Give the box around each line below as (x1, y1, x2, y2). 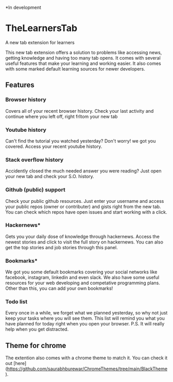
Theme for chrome (5, 341, 66, 350)
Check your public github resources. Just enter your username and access (5, 198, 164, 204)
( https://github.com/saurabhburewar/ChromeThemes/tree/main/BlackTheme (5, 366, 167, 372)
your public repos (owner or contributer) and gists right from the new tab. (5, 203, 161, 210)
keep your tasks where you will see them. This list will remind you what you (5, 315, 165, 321)
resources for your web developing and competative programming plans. (5, 280, 161, 286)
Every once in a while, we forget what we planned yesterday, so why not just (5, 310, 168, 316)
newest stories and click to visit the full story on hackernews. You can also (5, 239, 164, 245)
